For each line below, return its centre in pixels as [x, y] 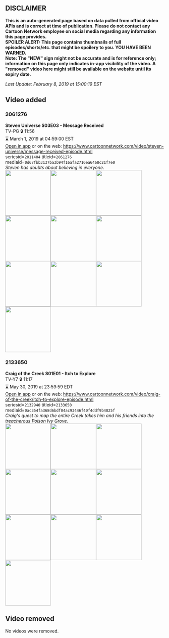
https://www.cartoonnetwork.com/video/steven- [113, 146]
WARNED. [16, 53]
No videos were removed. [32, 631]
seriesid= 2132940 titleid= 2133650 [39, 404]
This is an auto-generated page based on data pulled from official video [82, 20]
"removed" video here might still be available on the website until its [78, 69]
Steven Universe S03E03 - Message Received [54, 125]
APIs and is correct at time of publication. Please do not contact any [78, 26]
